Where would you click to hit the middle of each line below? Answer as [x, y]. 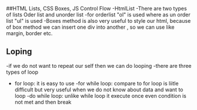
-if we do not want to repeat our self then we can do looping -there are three [99, 66]
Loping [19, 52]
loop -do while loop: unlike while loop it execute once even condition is [100, 95]
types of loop [22, 72]
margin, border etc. [29, 33]
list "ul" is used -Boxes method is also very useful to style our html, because [98, 21]
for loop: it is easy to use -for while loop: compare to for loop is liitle [96, 83]
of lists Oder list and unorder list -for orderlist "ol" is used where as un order [98, 15]
